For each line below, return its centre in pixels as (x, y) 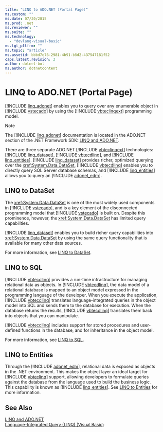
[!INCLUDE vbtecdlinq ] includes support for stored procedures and (72, 325)
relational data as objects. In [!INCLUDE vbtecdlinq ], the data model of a (77, 285)
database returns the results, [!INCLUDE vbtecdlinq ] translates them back (79, 310)
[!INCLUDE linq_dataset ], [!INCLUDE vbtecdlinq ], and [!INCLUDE (69, 155)
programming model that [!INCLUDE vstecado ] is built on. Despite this (75, 213)
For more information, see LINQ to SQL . (45, 340)
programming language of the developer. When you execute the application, (81, 295)
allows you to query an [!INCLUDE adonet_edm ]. (54, 175)
